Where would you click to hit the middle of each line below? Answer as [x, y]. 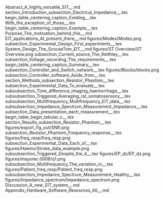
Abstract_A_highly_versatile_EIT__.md [43, 7]
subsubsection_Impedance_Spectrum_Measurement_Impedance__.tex [76, 106]
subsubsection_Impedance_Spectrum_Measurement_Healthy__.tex [73, 175]
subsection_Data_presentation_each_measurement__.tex [63, 112]
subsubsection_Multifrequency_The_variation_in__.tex [59, 164]
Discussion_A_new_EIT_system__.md [42, 185]
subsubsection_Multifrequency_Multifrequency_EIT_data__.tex [68, 101]
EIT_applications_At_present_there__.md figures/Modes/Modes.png [73, 38]
